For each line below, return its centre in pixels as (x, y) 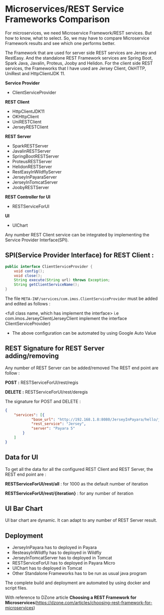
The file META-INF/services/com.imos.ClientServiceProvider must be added (81, 298)
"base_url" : (43, 419)
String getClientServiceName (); (47, 285)
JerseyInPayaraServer (34, 177)
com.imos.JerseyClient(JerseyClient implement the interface (66, 318)
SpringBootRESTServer (36, 156)
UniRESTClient (27, 122)
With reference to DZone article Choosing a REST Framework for (71, 597)
